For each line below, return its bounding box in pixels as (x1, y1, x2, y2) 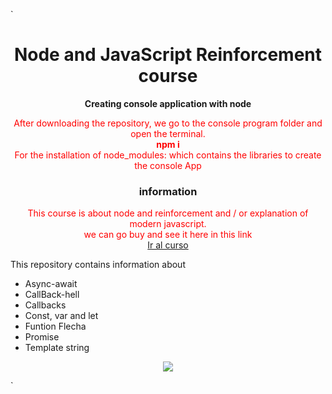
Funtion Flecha (24, 320, 87, 333)
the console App (134, 159, 202, 171)
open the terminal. (130, 127, 206, 139)
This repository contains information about (10, 259, 186, 271)
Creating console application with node (84, 97, 252, 109)
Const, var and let (24, 310, 99, 322)
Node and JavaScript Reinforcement (13, 44, 323, 66)
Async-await (24, 278, 78, 290)
